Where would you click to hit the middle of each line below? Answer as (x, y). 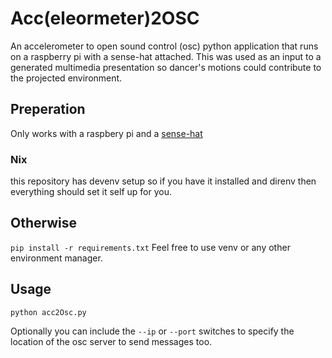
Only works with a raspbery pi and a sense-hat (106, 133)
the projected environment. (66, 78)
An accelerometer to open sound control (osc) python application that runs (164, 46)
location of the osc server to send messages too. (111, 341)
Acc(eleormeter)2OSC (105, 18)
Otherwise (44, 223)
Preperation (48, 109)
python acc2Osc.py (48, 312)
